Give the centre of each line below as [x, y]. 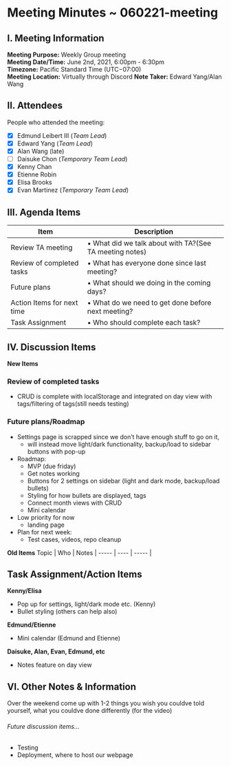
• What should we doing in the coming [149, 283]
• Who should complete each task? [144, 323]
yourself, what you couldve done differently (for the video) [90, 711]
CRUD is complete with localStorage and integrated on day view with [114, 396]
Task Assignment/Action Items [75, 574]
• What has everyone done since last [146, 263]
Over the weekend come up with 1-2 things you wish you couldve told [106, 703]
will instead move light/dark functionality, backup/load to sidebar [119, 444]
